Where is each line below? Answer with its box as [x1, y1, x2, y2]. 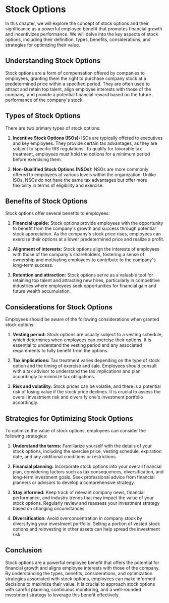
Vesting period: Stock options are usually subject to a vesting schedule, [12, 332, 163, 338]
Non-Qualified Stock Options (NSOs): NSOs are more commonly [12, 166, 149, 172]
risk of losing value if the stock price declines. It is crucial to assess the [12, 389, 161, 395]
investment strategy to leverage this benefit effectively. [5, 591, 120, 598]
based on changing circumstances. [12, 505, 86, 511]
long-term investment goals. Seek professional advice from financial [12, 474, 155, 480]
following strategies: [5, 433, 47, 439]
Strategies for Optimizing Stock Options [5, 414, 134, 423]
